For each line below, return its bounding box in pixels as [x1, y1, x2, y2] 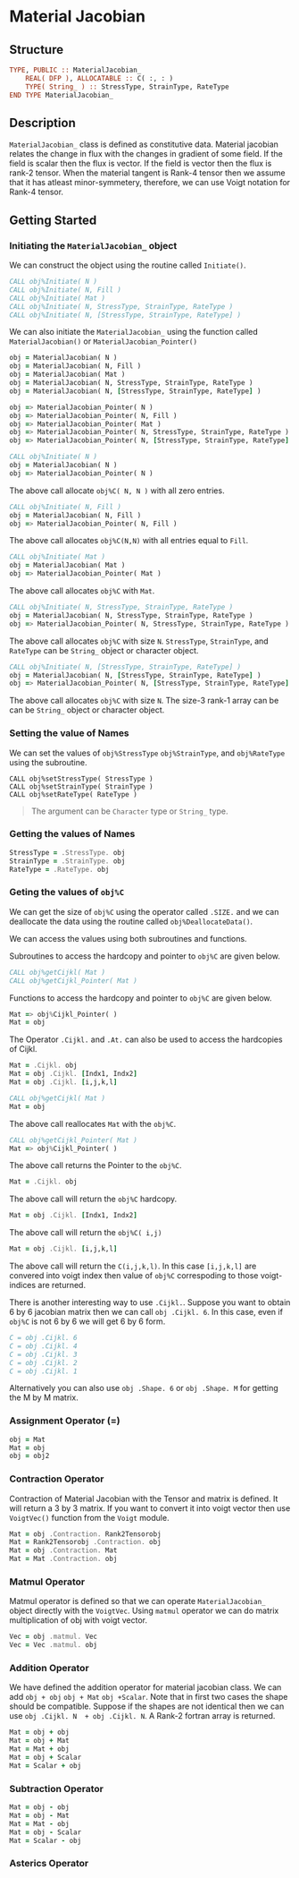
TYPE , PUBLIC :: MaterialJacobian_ [9, 65, 142, 74]
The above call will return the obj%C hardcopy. [9, 1193, 178, 1205]
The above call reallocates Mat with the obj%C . [9, 1118, 177, 1129]
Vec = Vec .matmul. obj [9, 1641, 98, 1650]
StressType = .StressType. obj [9, 848, 126, 857]
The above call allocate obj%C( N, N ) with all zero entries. [9, 485, 225, 496]
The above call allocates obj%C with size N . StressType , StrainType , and [9, 636, 270, 646]
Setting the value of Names [9, 727, 129, 739]
